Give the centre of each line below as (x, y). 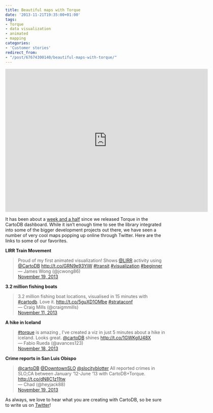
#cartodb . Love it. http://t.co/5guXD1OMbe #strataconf (75, 302)
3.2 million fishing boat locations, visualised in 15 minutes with (83, 297)
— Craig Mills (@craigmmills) (48, 307)
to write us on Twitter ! (28, 405)
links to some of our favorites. (36, 241)
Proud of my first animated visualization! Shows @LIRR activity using (89, 260)
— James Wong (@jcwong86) (49, 271)
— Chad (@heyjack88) (41, 385)
